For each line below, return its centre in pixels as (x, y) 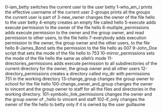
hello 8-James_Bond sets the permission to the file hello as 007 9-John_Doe (81, 48)
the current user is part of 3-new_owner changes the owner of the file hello (80, 17)
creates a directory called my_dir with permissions (100, 74)
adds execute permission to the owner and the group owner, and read (74, 33)
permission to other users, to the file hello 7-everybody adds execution (76, 38)
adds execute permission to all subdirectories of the (105, 63)
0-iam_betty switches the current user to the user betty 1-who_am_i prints (79, 7)
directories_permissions (29, 63)
